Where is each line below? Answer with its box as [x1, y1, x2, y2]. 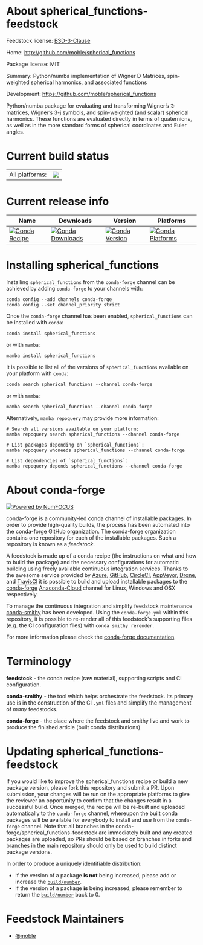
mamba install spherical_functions [6, 352, 96, 359]
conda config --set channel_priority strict [6, 302, 120, 308]
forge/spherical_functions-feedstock [6, 829, 98, 836]
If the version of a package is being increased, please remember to [14, 884, 182, 892]
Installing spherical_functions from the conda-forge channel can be [6, 278, 175, 285]
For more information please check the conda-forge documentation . [6, 633, 176, 640]
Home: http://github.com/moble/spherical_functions [6, 48, 136, 56]
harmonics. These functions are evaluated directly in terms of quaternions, [6, 115, 192, 122]
